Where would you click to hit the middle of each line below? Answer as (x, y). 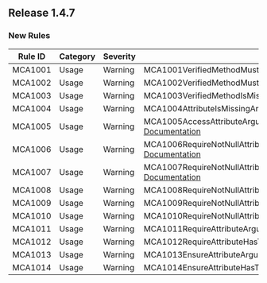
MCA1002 (32, 83)
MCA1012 (32, 242)
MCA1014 (32, 267)
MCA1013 (32, 254)
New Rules (29, 36)
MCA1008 (32, 190)
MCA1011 (32, 228)
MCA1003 (32, 95)
